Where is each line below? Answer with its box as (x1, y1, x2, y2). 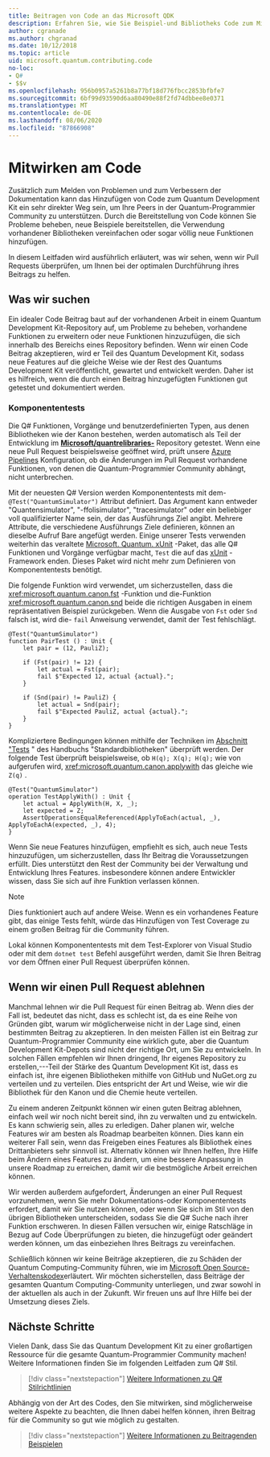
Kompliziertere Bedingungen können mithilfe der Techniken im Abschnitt (8, 736, 247, 745)
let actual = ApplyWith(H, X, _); (22, 799, 138, 807)
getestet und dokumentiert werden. (8, 382, 126, 392)
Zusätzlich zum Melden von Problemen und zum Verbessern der (8, 185, 222, 195)
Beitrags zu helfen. (8, 269, 71, 279)
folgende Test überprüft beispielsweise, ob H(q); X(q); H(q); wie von (8, 753, 241, 762)
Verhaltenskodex (8, 1271, 64, 1281)
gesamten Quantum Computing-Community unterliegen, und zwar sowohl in (8, 1279, 261, 1289)
